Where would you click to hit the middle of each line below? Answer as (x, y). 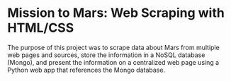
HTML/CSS (41, 28)
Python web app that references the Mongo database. (86, 70)
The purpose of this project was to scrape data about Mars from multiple (113, 47)
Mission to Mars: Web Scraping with (116, 13)
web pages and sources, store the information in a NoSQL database (106, 55)
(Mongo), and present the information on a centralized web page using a (113, 62)
